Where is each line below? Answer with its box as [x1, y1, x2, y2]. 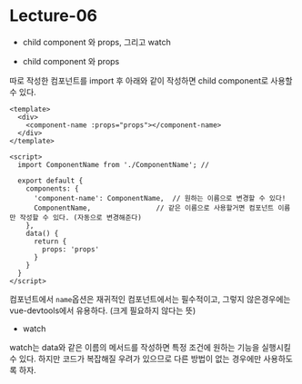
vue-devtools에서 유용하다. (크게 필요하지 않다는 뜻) [9, 305, 196, 316]
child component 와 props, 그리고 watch [22, 36, 171, 47]
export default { [17, 176, 84, 185]
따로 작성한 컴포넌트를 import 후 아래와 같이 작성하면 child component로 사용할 [9, 74, 293, 86]
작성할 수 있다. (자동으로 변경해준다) [19, 212, 143, 222]
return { [33, 237, 67, 246]
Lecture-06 [9, 5, 98, 26]
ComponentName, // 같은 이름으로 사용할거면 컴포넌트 [33, 203, 275, 212]
